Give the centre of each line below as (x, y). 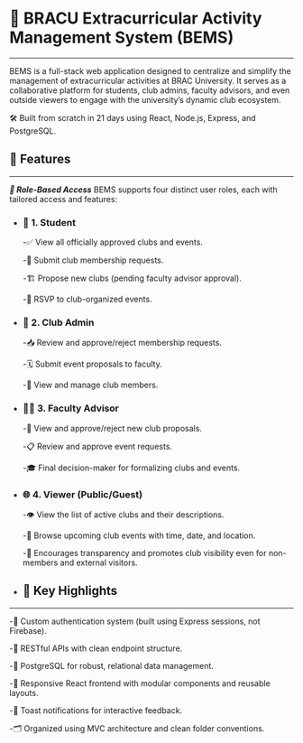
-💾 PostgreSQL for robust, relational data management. (112, 665)
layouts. (24, 692)
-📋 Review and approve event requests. (97, 446)
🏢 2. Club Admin (58, 322)
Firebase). (28, 630)
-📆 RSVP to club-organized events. (87, 299)
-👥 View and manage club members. (90, 385)
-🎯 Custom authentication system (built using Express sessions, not (135, 621)
